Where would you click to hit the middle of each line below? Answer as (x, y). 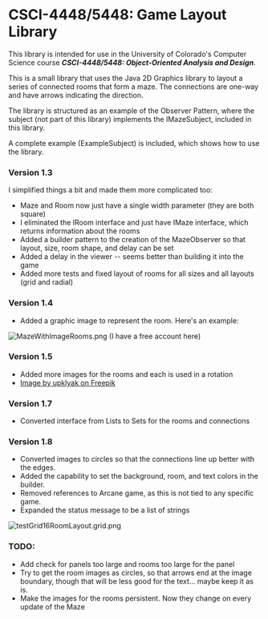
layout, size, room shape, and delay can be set (97, 248)
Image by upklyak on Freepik (68, 382)
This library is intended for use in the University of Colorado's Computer (128, 54)
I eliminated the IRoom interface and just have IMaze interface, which (134, 223)
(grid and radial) (47, 282)
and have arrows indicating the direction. (76, 95)
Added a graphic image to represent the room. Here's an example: (129, 320)
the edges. (38, 467)
